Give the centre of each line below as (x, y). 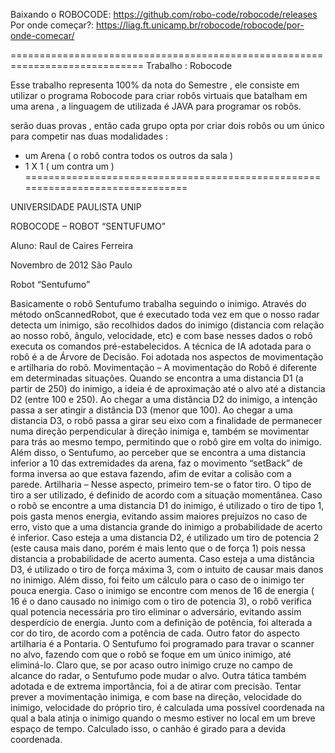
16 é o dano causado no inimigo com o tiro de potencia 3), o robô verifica (161, 601)
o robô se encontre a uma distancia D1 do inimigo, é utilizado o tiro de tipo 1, (167, 505)
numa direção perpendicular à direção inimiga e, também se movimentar (160, 431)
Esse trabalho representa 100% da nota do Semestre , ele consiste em (155, 85)
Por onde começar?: (52, 25)
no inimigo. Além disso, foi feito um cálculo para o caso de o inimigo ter (157, 580)
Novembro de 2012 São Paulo (71, 265)
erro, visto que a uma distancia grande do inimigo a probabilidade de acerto (166, 527)
